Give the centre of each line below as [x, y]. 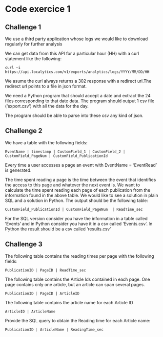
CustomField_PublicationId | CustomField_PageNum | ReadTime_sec [74, 209]
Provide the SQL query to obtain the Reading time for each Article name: [78, 320]
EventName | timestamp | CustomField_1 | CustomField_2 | [65, 152]
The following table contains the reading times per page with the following [80, 256]
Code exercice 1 [38, 9]
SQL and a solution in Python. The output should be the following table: [77, 200]
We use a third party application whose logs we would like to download [76, 39]
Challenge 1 [23, 27]
